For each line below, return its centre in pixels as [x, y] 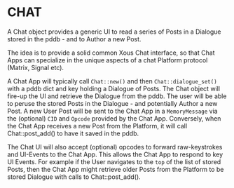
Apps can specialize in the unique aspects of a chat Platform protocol [108, 60]
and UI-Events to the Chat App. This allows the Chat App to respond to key [115, 154]
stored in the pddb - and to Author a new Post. [74, 39]
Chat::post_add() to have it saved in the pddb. [73, 133]
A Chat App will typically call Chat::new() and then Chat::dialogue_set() [112, 81]
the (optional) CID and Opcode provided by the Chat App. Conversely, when [114, 118]
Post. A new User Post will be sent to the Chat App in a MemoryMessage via [113, 111]
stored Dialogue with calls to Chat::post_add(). [74, 177]
